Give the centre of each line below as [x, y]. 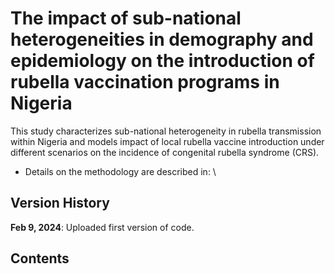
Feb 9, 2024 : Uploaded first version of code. [102, 227]
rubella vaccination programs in [145, 82]
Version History [60, 203]
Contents [40, 258]
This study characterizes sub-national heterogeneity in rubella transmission [166, 131]
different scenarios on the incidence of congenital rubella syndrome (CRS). [165, 152]
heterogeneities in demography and [162, 39]
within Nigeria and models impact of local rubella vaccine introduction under [167, 141]
